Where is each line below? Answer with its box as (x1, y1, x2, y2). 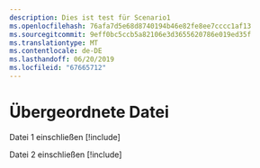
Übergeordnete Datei (9, 102, 169, 122)
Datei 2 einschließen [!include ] (9, 149, 122, 160)
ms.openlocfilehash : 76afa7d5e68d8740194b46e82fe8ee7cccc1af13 (9, 22, 252, 31)
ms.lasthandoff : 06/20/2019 (9, 55, 115, 64)
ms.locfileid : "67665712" (9, 64, 106, 73)
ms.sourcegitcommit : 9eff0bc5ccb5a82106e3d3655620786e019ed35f (9, 30, 252, 39)
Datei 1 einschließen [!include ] (9, 131, 121, 142)
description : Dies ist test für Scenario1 (9, 13, 171, 22)
